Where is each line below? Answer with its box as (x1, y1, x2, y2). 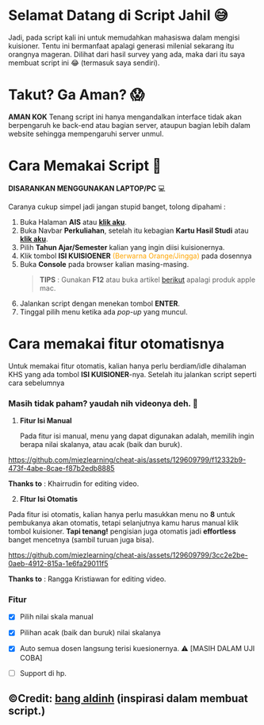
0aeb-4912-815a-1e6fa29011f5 (8, 559, 109, 569)
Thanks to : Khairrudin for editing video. (8, 479, 140, 488)
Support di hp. (19, 668, 67, 677)
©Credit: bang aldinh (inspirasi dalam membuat (8, 692, 248, 705)
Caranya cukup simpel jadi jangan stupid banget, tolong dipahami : (8, 202, 226, 211)
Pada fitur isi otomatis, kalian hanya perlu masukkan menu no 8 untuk (8, 510, 235, 519)
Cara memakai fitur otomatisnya (8, 335, 224, 353)
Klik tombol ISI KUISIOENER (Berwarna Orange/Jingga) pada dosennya (19, 251, 252, 260)
